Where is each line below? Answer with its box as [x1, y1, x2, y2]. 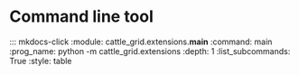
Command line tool [9, 6, 154, 27]
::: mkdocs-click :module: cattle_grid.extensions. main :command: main [9, 36, 273, 47]
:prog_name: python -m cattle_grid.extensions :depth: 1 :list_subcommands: [9, 45, 291, 56]
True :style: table [9, 55, 72, 66]
